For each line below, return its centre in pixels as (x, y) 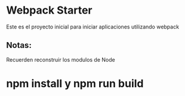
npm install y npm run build (75, 83)
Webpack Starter (49, 10)
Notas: (19, 45)
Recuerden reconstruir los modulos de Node (61, 59)
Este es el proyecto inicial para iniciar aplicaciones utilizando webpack (93, 27)
